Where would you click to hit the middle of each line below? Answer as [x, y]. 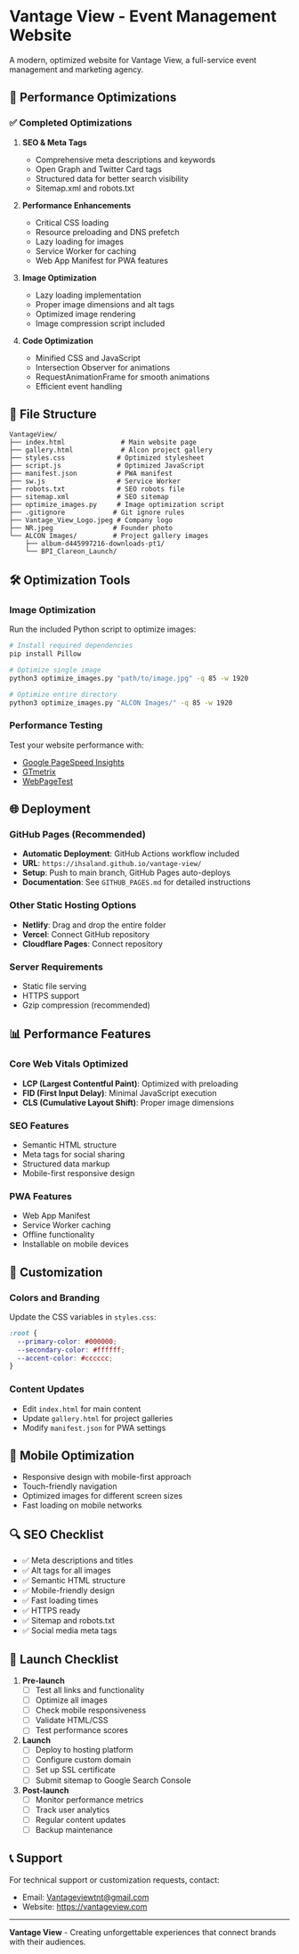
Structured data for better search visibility [112, 178]
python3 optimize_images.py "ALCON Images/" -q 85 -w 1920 [121, 703]
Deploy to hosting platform [84, 1750]
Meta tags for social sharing [73, 1154]
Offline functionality [58, 1235]
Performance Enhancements [77, 205]
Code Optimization [57, 340]
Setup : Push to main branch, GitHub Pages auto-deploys [126, 873]
